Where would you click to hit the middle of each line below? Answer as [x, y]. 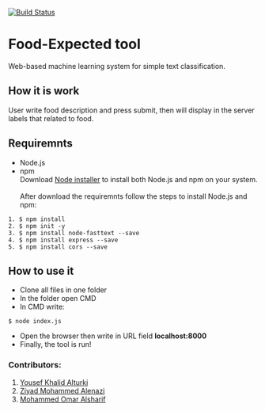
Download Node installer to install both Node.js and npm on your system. [138, 179]
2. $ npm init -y [37, 226]
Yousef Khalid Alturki [54, 382]
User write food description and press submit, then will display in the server [131, 110]
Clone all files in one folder [63, 290]
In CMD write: [42, 307]
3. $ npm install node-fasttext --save [74, 233]
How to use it [41, 270]
